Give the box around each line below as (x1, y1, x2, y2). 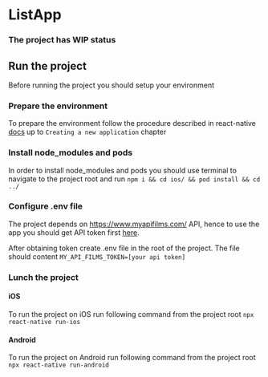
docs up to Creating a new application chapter (8, 127, 167, 137)
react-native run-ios (8, 318, 81, 326)
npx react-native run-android (8, 361, 110, 370)
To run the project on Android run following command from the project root (8, 353, 256, 363)
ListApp (8, 6, 62, 24)
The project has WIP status (8, 34, 116, 46)
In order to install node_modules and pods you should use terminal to (8, 165, 237, 175)
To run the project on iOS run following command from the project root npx (8, 309, 254, 318)
